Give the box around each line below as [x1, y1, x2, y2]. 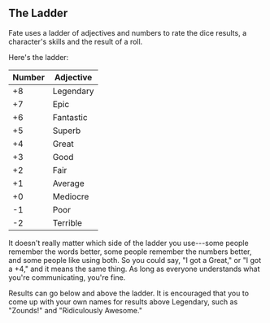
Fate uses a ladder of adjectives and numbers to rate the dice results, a [8, 28, 246, 37]
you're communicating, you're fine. [8, 272, 126, 282]
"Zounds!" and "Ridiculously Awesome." [8, 305, 142, 315]
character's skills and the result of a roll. [8, 37, 143, 46]
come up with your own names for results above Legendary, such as [8, 296, 238, 307]
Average [52, 178, 85, 189]
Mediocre [52, 191, 89, 202]
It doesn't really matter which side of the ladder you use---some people [8, 238, 250, 248]
